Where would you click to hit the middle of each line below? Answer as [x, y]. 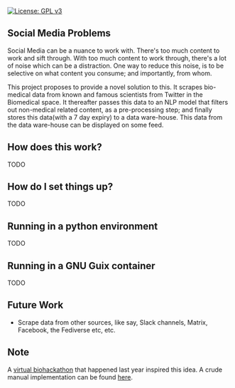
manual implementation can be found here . [70, 377]
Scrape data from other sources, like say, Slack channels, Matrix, [113, 322]
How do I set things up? [60, 187]
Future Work [35, 305]
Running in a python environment [83, 226]
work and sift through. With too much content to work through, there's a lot [117, 58]
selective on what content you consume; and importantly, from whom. [110, 73]
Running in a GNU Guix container [81, 266]
